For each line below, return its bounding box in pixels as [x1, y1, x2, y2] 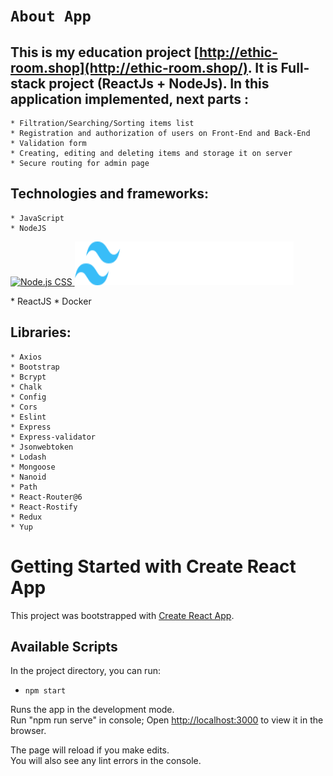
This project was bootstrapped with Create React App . [10, 609, 235, 621]
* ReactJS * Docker [10, 295, 92, 307]
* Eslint [10, 412, 47, 422]
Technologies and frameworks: [10, 185, 209, 203]
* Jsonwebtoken [10, 442, 74, 452]
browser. [10, 725, 47, 737]
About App [10, 7, 92, 26]
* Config [10, 392, 47, 402]
